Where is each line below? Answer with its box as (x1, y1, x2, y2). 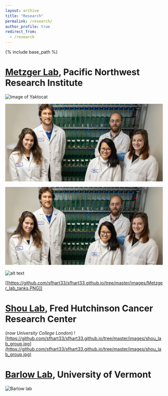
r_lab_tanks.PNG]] (5, 285, 42, 291)
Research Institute (5, 77, 83, 89)
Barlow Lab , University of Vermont (5, 369, 151, 380)
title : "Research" (5, 13, 43, 19)
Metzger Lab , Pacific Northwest (5, 67, 140, 78)
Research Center (5, 314, 76, 325)
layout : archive (5, 8, 39, 13)
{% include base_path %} (5, 49, 58, 55)
